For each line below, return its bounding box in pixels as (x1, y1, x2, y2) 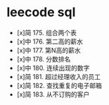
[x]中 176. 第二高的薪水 (16, 37, 84, 46)
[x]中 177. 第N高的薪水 (16, 46, 82, 54)
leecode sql (6, 4, 76, 20)
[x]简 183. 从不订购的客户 (16, 89, 90, 99)
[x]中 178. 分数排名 (16, 54, 71, 63)
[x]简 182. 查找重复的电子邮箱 (16, 81, 103, 89)
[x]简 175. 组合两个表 (16, 28, 77, 37)
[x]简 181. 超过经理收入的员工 (16, 72, 101, 81)
